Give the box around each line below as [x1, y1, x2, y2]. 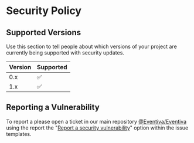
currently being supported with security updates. [6, 49, 125, 56]
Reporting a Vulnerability [6, 103, 100, 113]
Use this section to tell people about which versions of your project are [6, 43, 177, 50]
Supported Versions [6, 28, 81, 38]
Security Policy [6, 4, 82, 18]
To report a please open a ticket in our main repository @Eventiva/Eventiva [6, 118, 187, 125]
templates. [6, 130, 32, 137]
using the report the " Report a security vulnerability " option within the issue [6, 124, 189, 131]
